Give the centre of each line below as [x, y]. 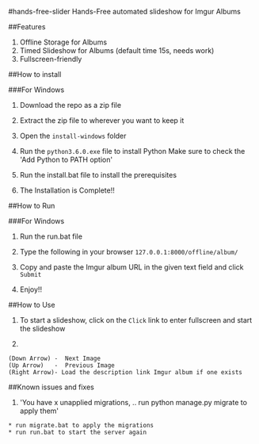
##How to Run [32, 206]
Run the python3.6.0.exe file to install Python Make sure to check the [132, 151]
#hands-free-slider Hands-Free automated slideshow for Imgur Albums [125, 11]
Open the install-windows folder [73, 136]
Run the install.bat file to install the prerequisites [98, 175]
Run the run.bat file [51, 236]
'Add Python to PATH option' [66, 159]
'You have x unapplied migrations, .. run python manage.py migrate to [133, 402]
